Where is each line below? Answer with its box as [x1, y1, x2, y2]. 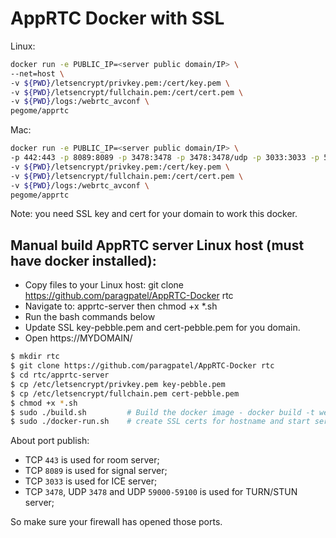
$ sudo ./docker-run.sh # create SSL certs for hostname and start [10, 417, 311, 427]
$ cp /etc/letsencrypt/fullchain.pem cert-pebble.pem [10, 388, 240, 399]
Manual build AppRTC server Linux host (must [10, 237, 305, 254]
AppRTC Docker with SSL [10, 7, 225, 30]
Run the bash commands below [24, 311, 156, 323]
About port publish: [10, 435, 90, 447]
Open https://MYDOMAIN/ [24, 332, 133, 344]
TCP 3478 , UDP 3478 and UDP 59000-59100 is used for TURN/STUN [24, 486, 298, 498]
